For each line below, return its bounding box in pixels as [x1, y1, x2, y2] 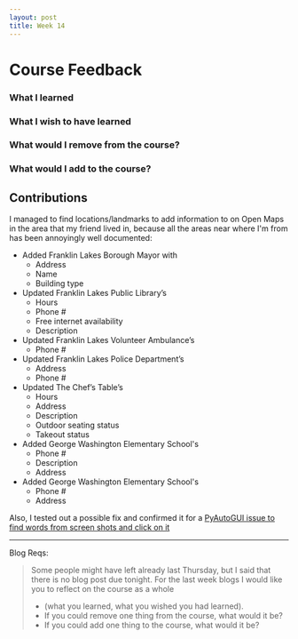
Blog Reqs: [9, 547, 49, 558]
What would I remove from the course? [9, 139, 180, 151]
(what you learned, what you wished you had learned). [43, 601, 244, 611]
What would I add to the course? [9, 163, 152, 175]
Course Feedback [9, 60, 143, 80]
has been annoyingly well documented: [9, 233, 153, 244]
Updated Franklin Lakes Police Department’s [21, 354, 184, 364]
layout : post [9, 12, 58, 22]
